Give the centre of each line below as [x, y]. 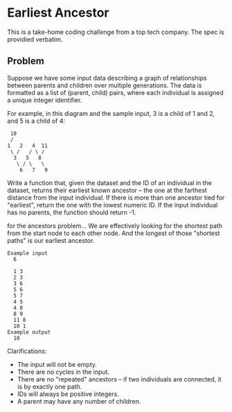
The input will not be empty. [57, 364]
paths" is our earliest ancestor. [51, 240]
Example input [28, 253]
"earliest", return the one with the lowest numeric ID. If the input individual [113, 205]
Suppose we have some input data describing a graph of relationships [107, 78]
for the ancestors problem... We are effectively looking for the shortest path [115, 225]
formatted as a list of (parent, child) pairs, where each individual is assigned [115, 92]
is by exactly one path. [50, 386]
